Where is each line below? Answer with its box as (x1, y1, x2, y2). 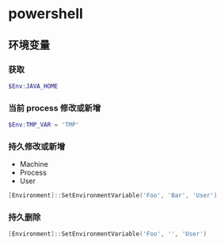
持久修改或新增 (8, 141, 66, 152)
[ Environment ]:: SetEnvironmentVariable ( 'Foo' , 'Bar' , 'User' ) (8, 191, 218, 200)
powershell (8, 5, 83, 23)
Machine (19, 160, 49, 169)
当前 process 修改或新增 (8, 102, 101, 113)
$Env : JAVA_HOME (8, 82, 59, 90)
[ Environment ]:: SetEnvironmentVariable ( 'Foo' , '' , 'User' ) (8, 230, 207, 238)
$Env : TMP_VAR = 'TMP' (8, 121, 80, 129)
